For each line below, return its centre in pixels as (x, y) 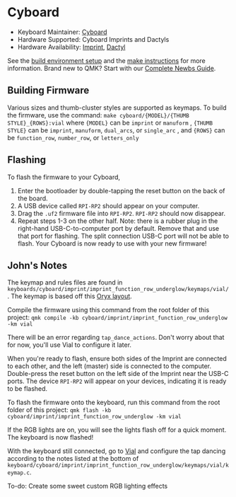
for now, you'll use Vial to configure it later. (70, 345)
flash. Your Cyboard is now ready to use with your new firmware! (112, 243)
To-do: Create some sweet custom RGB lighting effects (88, 486)
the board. (33, 198)
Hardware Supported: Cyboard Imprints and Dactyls (93, 39)
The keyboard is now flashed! (51, 438)
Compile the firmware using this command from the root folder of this (108, 310)
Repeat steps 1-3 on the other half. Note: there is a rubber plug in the (118, 221)
